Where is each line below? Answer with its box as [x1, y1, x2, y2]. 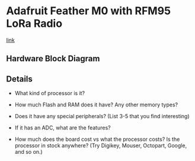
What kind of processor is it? [14, 90, 85, 97]
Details [6, 74, 33, 84]
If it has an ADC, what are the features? [14, 124, 111, 131]
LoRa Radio [6, 17, 63, 30]
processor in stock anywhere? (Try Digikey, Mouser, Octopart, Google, [14, 142, 187, 149]
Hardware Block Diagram [6, 53, 100, 64]
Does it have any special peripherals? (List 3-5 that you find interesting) [14, 113, 190, 120]
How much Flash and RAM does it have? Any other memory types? [14, 101, 178, 108]
